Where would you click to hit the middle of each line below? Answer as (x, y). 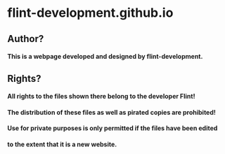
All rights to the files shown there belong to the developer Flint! (101, 97)
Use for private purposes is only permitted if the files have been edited (112, 128)
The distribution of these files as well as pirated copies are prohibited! (112, 112)
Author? (26, 39)
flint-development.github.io (90, 13)
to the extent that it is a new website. (62, 144)
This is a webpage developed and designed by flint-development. (105, 57)
